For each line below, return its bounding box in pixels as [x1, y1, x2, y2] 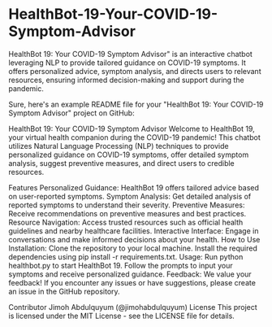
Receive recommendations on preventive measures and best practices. [8, 208, 247, 218]
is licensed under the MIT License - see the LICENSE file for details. [8, 311, 235, 320]
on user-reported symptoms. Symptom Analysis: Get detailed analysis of [8, 191, 252, 201]
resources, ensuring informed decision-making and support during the [8, 75, 245, 85]
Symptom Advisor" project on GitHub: [8, 107, 136, 118]
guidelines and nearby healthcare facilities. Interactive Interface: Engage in [8, 225, 259, 236]
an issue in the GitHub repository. [8, 286, 120, 296]
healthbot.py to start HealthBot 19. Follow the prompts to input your [8, 260, 233, 270]
